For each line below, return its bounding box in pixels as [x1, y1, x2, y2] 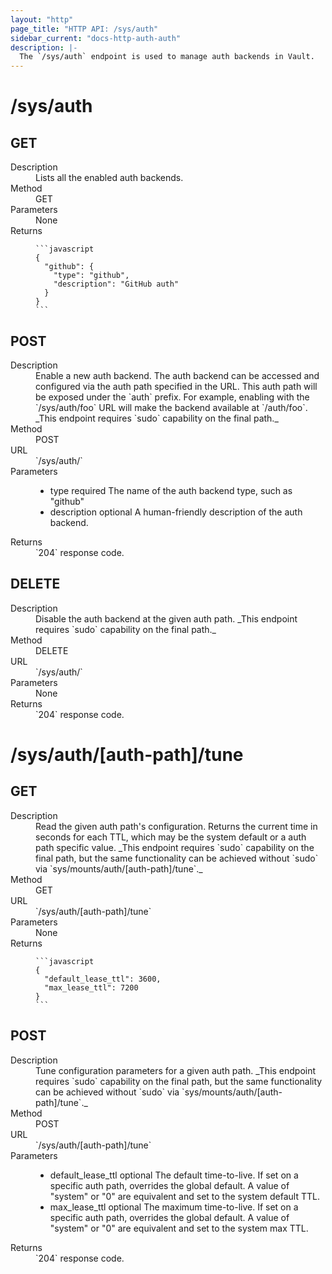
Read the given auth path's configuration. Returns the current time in [35, 820, 318, 832]
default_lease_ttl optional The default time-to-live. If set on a [49, 1169, 299, 1181]
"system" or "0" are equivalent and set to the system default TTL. [49, 1190, 320, 1202]
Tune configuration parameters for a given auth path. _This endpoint [35, 1064, 317, 1076]
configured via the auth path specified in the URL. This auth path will [35, 380, 318, 392]
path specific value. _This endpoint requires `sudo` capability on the [35, 841, 315, 853]
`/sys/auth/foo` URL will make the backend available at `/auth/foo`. [35, 401, 308, 413]
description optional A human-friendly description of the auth [49, 506, 303, 518]
